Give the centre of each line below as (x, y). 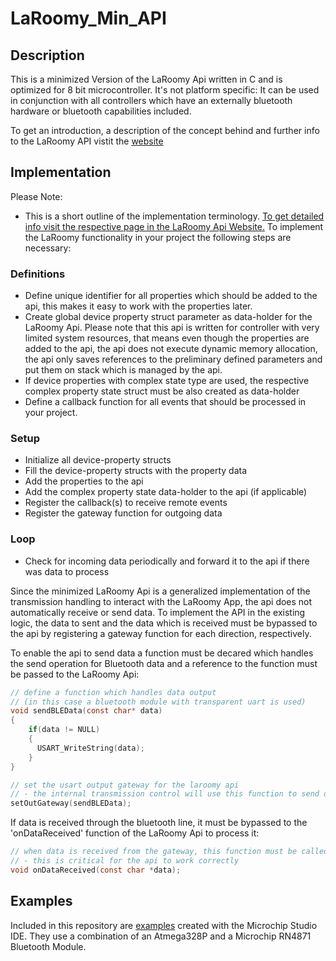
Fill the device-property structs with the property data (136, 471)
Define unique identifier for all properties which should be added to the (171, 296)
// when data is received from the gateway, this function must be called (169, 852)
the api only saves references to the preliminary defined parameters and (173, 359)
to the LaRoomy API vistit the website (87, 141)
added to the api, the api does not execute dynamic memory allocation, (171, 349)
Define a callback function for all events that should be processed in (165, 402)
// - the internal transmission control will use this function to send (165, 794)
